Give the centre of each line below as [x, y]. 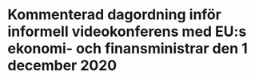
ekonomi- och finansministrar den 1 [128, 49]
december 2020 [62, 66]
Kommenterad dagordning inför [114, 15]
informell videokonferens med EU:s [127, 32]
